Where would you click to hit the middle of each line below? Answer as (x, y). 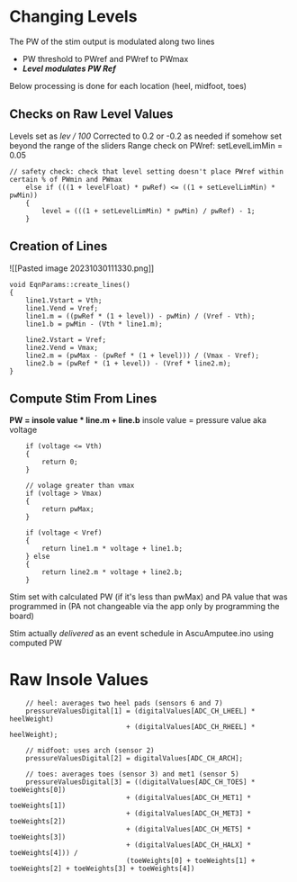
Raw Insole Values (79, 679)
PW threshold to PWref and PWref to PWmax (105, 58)
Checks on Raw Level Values (91, 114)
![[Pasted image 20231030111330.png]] (82, 268)
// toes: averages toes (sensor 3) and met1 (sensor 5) (133, 774)
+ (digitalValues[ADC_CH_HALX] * (189, 845)
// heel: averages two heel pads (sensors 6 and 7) (124, 704)
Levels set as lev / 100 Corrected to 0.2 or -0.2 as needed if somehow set (145, 136)
